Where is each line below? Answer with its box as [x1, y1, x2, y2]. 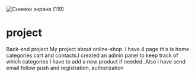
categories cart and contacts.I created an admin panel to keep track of [6, 52, 179, 59]
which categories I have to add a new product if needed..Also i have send [6, 58, 186, 65]
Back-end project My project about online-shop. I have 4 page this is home [6, 45, 190, 52]
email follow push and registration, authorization [6, 64, 124, 71]
